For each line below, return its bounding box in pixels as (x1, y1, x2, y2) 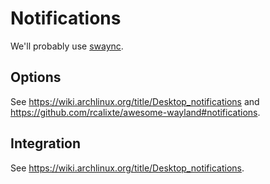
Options (10, 69, 62, 86)
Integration (10, 135, 82, 152)
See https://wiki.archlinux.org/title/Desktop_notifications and (10, 95, 260, 107)
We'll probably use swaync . (10, 40, 124, 52)
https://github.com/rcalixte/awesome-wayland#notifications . (10, 106, 261, 118)
